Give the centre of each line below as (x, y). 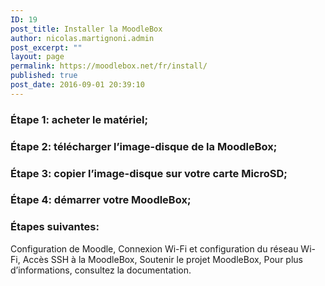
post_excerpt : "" (46, 47)
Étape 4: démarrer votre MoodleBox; (101, 200)
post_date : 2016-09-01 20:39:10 (77, 85)
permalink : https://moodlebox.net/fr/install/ (109, 66)
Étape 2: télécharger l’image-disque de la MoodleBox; (144, 146)
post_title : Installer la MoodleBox (86, 29)
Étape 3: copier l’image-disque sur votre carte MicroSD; (149, 173)
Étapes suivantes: (55, 227)
